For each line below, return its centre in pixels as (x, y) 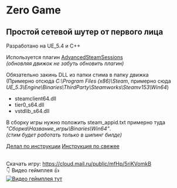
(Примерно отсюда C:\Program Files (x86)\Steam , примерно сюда (88, 81)
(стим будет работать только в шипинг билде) (64, 135)
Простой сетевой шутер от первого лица (85, 32)
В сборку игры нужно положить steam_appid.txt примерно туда (86, 122)
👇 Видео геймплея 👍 (33, 170)
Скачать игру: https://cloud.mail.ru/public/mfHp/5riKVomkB (79, 164)
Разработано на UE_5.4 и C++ (43, 46)
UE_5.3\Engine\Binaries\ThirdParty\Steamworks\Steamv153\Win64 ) (87, 87)
